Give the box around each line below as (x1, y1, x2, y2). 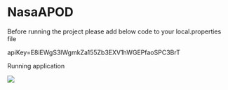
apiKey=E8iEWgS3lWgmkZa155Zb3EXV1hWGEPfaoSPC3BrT (7, 48, 180, 57)
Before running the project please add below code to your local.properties (7, 27, 222, 36)
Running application (7, 61, 65, 70)
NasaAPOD (7, 4, 74, 20)
